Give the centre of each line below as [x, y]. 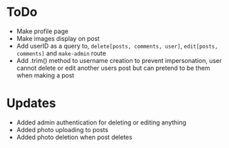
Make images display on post [58, 38]
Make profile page [42, 31]
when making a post [45, 75]
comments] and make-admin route [61, 53]
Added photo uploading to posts [62, 129]
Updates [31, 103]
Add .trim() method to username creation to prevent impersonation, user [119, 60]
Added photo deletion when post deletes [74, 137]
